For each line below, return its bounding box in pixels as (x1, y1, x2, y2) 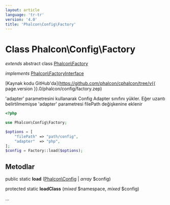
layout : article (5, 7, 40, 13)
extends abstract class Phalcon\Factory (5, 61, 88, 67)
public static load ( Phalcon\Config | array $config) (5, 176, 111, 182)
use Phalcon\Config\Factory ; (5, 120, 67, 125)
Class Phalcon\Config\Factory (5, 44, 136, 55)
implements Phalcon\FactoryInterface (5, 70, 84, 76)
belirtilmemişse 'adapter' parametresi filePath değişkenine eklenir (5, 101, 143, 107)
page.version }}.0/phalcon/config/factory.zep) (5, 86, 102, 92)
